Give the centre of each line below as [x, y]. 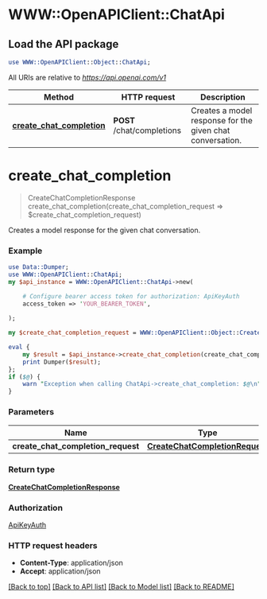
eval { [19, 348]
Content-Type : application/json [71, 563]
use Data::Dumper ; [39, 267]
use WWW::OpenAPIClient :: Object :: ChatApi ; [79, 62]
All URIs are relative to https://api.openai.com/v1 [87, 77]
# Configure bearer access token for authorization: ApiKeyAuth [131, 296]
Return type [32, 469]
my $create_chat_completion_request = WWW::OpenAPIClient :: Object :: [124, 333]
